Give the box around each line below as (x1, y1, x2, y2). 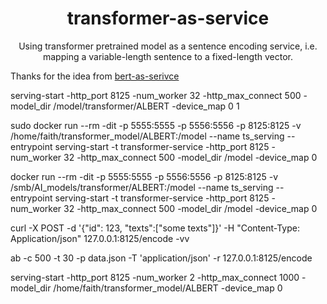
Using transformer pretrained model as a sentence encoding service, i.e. (18, 40, 318, 52)
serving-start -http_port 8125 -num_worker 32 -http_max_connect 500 (10, 89, 302, 101)
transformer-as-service (66, 7, 270, 30)
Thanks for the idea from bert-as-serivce (10, 70, 180, 82)
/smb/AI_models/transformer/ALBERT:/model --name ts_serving (10, 181, 274, 193)
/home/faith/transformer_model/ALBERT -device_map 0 (53, 282, 283, 294)
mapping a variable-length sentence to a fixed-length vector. (42, 50, 294, 62)
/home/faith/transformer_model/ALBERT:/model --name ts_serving (10, 130, 285, 142)
